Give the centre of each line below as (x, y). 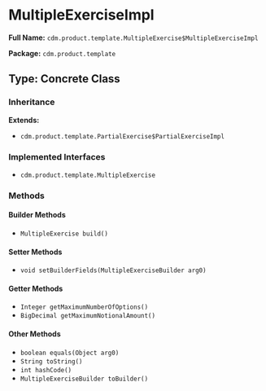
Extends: (24, 120)
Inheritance (32, 102)
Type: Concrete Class (64, 79)
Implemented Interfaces (57, 156)
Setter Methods (35, 252)
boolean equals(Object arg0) (70, 353)
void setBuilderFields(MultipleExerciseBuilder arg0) (113, 270)
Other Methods (35, 334)
